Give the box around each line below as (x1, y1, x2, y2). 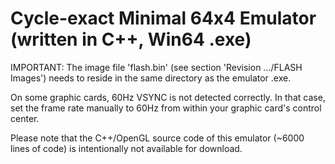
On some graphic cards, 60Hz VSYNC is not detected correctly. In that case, (10, 91, 326, 103)
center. (10, 112, 40, 124)
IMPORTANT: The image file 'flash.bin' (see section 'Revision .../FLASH (10, 61, 303, 73)
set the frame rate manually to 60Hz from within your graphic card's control (10, 102, 322, 114)
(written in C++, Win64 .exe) (10, 28, 252, 51)
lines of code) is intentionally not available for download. (10, 142, 243, 154)
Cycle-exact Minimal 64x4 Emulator (10, 7, 317, 30)
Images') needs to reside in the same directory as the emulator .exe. (10, 72, 292, 84)
